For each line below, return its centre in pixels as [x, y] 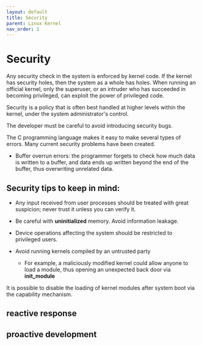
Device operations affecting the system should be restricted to [94, 233]
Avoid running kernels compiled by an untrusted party [83, 251]
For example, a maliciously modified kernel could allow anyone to [106, 263]
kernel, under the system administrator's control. [68, 114]
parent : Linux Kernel [34, 23]
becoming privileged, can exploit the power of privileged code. [85, 96]
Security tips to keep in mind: [63, 188]
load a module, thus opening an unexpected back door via [97, 270]
